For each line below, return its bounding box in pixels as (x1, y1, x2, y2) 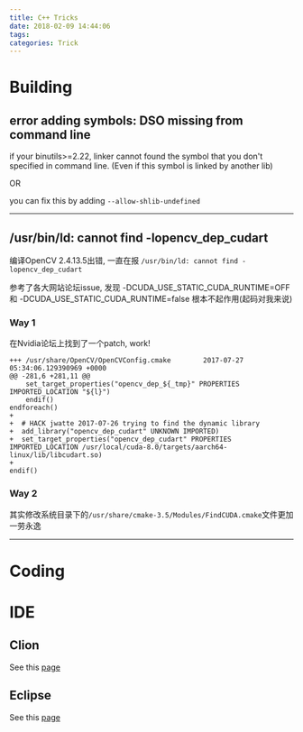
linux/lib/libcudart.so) (9, 451, 103, 460)
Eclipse (9, 688, 52, 703)
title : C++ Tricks (9, 13, 78, 23)
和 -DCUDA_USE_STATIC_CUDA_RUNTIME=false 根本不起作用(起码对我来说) (9, 294, 293, 305)
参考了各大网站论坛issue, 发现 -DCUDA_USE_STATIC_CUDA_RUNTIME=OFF (9, 282, 290, 293)
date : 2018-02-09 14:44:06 (9, 22, 111, 31)
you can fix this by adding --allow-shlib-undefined (9, 196, 201, 206)
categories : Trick (9, 38, 78, 48)
